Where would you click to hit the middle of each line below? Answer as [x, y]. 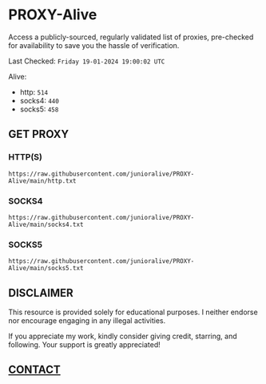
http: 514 [34, 92]
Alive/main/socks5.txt [46, 269]
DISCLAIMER [41, 293]
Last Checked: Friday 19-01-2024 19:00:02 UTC [87, 61]
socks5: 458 [39, 109]
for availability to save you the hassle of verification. [94, 45]
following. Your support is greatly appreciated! [85, 345]
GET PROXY [39, 134]
